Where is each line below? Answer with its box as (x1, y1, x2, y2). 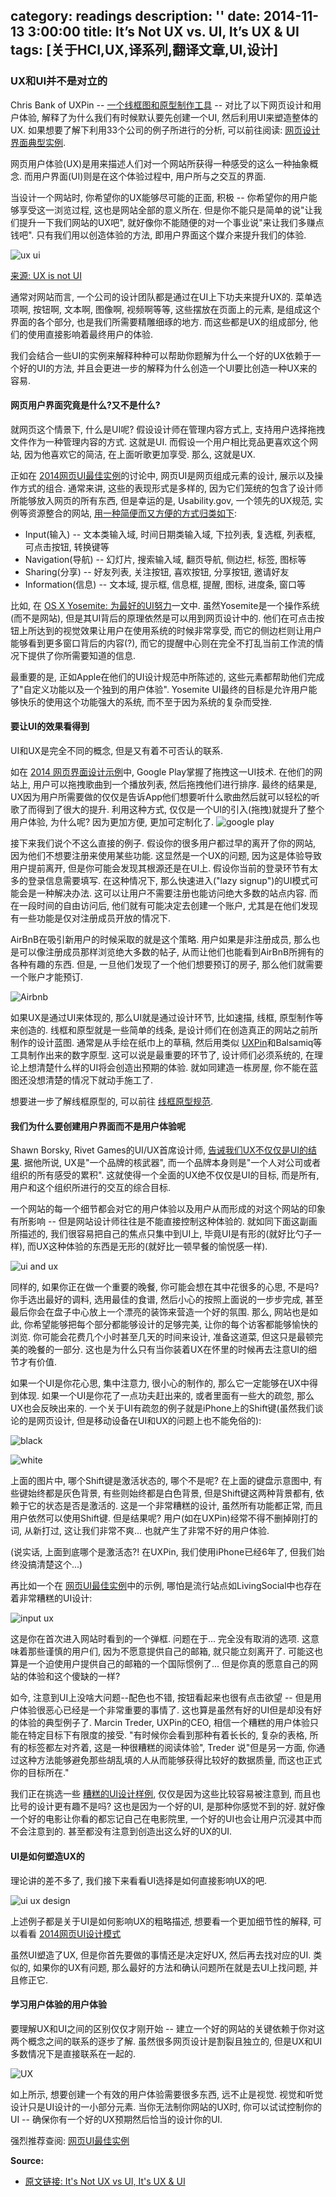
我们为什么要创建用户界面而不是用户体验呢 (10, 1120, 186, 1132)
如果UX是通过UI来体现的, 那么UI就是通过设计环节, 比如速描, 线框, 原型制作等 (10, 1012, 324, 1024)
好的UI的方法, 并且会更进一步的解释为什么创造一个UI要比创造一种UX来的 (18, 362, 318, 374)
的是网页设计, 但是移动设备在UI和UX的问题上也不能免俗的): (18, 1415, 262, 1427)
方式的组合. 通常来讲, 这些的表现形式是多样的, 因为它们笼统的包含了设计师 (18, 482, 323, 494)
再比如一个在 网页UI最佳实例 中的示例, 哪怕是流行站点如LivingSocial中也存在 (10, 1580, 322, 1592)
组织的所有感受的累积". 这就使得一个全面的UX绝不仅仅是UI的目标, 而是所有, (10, 1169, 320, 1181)
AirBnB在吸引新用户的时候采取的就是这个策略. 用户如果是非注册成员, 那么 (10, 934, 312, 946)
